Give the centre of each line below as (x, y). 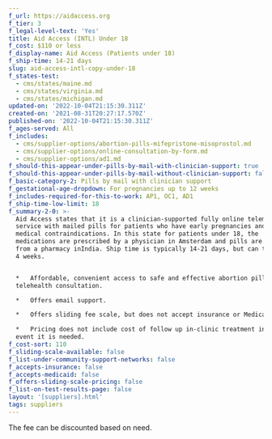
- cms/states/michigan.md (59, 99)
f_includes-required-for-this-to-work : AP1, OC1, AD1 (101, 196)
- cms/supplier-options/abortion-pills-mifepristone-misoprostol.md (134, 144)
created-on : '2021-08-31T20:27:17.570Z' (78, 114)
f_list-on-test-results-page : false (70, 390)
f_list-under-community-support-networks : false (92, 359)
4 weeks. (30, 256)
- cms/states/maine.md (54, 83)
